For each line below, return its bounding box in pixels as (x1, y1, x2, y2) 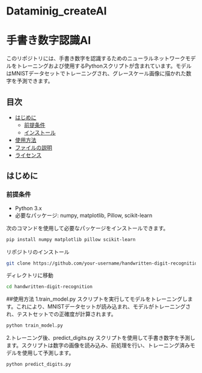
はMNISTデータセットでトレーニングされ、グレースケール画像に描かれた (6, 70, 186, 77)
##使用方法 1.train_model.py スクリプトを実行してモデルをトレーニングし (6, 295, 188, 302)
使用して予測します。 (22, 349, 75, 357)
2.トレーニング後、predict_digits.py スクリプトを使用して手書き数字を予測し (6, 334, 195, 342)
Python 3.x (14, 204, 42, 212)
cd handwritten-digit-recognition (6, 284, 93, 290)
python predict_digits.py (6, 362, 71, 368)
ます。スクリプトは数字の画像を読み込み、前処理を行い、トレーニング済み (6, 342, 191, 349)
